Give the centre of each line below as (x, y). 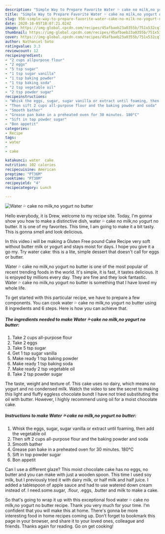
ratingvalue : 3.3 (23, 46)
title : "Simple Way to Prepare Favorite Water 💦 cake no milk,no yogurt (81, 14)
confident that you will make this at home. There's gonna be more (72, 510)
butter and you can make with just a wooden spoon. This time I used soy (78, 475)
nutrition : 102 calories (30, 165)
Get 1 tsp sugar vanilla (35, 353)
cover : (12, 37)
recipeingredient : (24, 55)
